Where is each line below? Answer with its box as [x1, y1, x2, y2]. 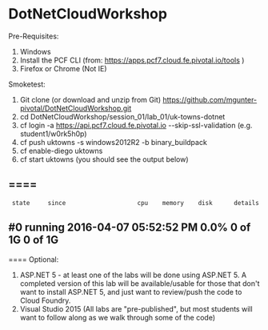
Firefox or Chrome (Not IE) [19, 63, 107, 73]
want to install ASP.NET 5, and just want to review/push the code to [19, 287, 242, 296]
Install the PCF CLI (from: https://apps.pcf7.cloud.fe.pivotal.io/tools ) [19, 55, 245, 65]
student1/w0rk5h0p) [19, 129, 87, 139]
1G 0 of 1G [8, 233, 58, 247]
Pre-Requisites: [8, 31, 59, 41]
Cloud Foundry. [19, 296, 71, 305]
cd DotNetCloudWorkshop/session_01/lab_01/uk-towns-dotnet [19, 111, 226, 121]
